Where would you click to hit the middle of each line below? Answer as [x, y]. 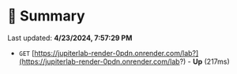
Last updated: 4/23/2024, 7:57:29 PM [70, 38]
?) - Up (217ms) [205, 61]
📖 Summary [46, 16]
